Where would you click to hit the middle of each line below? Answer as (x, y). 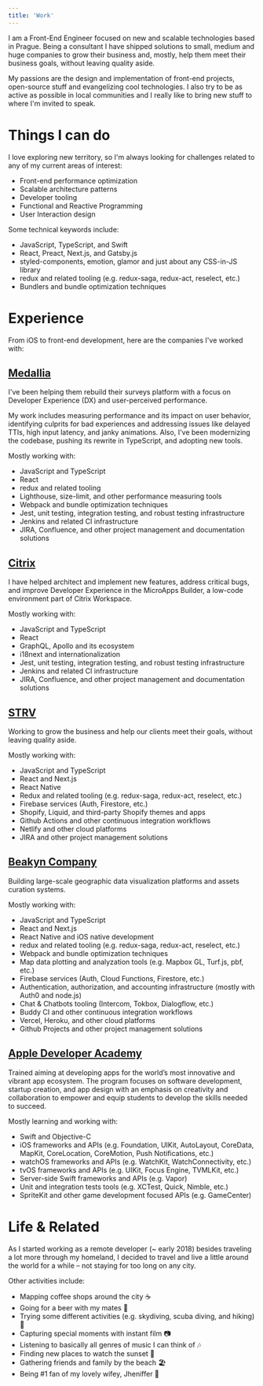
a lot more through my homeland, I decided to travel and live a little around (128, 1257)
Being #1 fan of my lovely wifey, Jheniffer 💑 (89, 1373)
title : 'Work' (31, 15)
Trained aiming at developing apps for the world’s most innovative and (122, 1073)
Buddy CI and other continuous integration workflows (106, 1012)
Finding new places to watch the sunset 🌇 (87, 1353)
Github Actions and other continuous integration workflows (115, 821)
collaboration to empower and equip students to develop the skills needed (128, 1097)
